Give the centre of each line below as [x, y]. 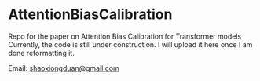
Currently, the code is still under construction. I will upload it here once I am [130, 44]
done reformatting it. [41, 53]
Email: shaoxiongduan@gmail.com [64, 68]
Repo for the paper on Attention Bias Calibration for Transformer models [125, 36]
